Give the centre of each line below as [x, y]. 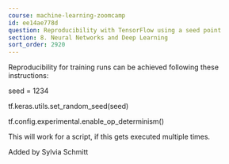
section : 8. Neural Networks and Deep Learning [88, 37]
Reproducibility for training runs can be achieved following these [114, 67]
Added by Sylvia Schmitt [48, 152]
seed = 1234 [29, 91]
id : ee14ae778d [33, 23]
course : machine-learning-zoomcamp [67, 15]
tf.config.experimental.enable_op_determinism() [86, 121]
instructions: [29, 76]
